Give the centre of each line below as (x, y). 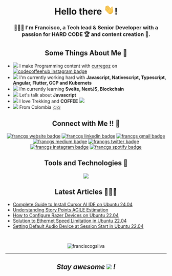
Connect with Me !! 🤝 (86, 124)
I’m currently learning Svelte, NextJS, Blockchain (72, 89)
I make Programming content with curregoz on (68, 66)
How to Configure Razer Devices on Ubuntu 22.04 (66, 215)
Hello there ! (86, 12)
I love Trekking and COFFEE (49, 101)
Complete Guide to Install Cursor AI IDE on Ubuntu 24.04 (73, 204)
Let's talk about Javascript (48, 95)
